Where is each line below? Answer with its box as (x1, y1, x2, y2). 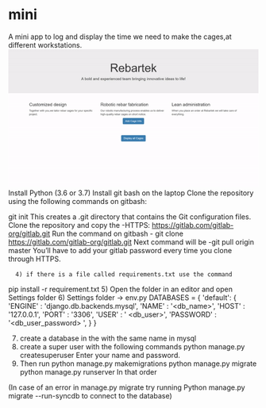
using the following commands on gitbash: (8, 196, 147, 206)
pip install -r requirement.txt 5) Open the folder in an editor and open (8, 284, 233, 294)
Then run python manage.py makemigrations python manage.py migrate (19, 359, 257, 368)
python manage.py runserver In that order (19, 367, 157, 376)
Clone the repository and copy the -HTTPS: (8, 220, 151, 229)
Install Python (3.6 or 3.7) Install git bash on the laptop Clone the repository (8, 188, 254, 198)
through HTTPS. (8, 254, 61, 264)
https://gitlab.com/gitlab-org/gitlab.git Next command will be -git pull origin (8, 237, 255, 247)
